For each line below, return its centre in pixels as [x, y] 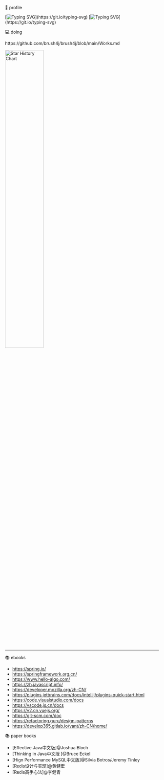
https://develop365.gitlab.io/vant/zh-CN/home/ [60, 726]
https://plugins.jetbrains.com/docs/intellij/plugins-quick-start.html [78, 695]
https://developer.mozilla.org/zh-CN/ [49, 690]
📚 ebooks [15, 658]
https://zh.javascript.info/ [38, 684]
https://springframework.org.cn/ [44, 674]
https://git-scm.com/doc [37, 715]
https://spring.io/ [29, 669]
